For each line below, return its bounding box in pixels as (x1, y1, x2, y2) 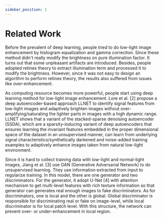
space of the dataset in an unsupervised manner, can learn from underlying (5, 131, 158, 137)
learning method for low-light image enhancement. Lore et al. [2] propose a (5, 95, 158, 101)
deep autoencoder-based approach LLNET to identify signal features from (5, 100, 155, 106)
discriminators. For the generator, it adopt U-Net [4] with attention (5, 177, 138, 183)
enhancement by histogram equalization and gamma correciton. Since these (5, 49, 159, 55)
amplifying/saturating (5, 111, 48, 117)
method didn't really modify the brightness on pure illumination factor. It (5, 55, 150, 60)
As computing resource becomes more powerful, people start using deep (5, 90, 153, 96)
